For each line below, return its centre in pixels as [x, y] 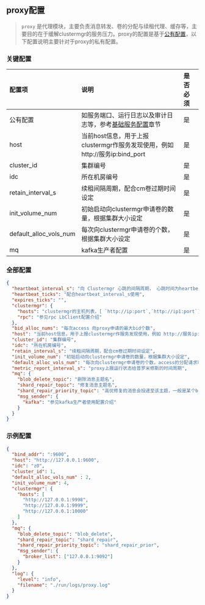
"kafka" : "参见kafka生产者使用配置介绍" [70, 402]
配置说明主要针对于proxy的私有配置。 [74, 41]
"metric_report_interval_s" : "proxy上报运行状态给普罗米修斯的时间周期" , [100, 368]
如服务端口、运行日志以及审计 [124, 115]
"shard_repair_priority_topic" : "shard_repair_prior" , [88, 545]
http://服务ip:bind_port [113, 154]
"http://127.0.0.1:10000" [55, 511]
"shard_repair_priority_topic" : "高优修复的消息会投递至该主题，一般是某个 [106, 391]
